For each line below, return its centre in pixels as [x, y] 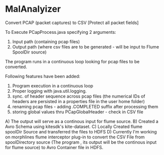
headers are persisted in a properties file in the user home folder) [79, 101]
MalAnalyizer [33, 9]
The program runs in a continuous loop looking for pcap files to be [72, 61]
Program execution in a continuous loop [53, 86]
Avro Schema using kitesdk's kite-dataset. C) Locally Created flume [74, 127]
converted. [16, 67]
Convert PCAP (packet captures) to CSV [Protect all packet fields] [72, 23]
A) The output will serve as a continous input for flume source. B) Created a [82, 121]
